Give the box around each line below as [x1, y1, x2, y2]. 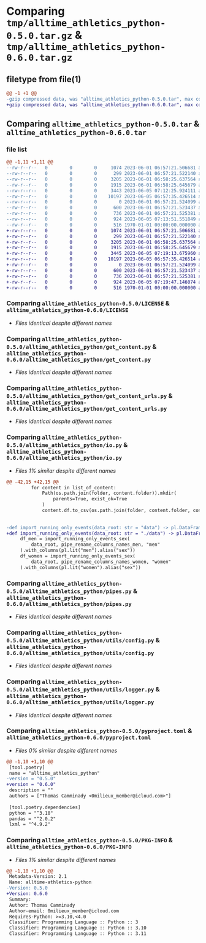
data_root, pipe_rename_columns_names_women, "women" [31, 559, 172, 565]
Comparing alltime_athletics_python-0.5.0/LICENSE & [6, 299, 170, 308]
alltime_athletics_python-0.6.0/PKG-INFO [6, 844, 132, 851]
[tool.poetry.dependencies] [9, 804, 81, 810]
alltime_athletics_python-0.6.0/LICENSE [6, 307, 129, 314]
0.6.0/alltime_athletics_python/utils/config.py [6, 650, 154, 656]
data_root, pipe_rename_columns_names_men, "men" [31, 541, 161, 548]
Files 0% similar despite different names [15, 747, 118, 754]
